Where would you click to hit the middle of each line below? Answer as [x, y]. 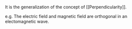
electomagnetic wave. [27, 22]
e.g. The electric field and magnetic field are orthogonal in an [66, 16]
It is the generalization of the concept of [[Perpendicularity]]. [66, 7]
